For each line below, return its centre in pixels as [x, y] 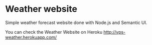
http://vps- [114, 32]
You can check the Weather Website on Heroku [54, 32]
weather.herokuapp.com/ [31, 37]
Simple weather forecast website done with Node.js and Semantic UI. [76, 22]
